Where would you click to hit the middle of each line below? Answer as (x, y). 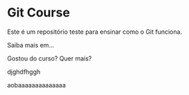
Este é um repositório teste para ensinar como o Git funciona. (94, 32)
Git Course (39, 13)
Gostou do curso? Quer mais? (49, 58)
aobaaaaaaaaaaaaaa (37, 85)
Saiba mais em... (31, 45)
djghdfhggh (24, 72)
